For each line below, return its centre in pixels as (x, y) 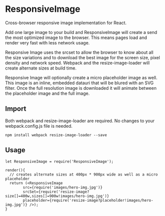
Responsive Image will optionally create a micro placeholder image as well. (81, 77)
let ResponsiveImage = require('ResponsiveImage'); (59, 161)
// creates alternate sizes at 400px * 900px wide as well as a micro (84, 174)
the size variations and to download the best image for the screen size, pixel (83, 57)
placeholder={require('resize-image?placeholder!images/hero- (88, 200)
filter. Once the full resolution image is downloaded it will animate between (81, 88)
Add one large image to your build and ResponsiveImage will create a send (81, 32)
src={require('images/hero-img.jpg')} (63, 187)
